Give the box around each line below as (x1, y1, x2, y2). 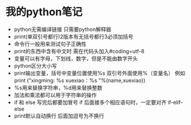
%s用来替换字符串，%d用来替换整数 (14, 84, 103, 91)
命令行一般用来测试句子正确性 (14, 40, 86, 47)
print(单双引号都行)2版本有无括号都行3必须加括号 (14, 33, 133, 40)
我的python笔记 (5, 5, 83, 19)
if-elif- (167, 99, 183, 106)
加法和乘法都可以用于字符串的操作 (14, 91, 97, 98)
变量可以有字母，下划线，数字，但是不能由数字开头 (14, 55, 138, 62)
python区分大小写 (14, 62, 57, 69)
